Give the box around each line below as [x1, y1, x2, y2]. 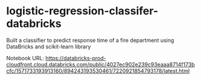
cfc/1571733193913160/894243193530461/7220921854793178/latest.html [6, 67, 190, 74]
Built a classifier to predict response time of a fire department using [6, 36, 174, 44]
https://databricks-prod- [45, 54, 107, 61]
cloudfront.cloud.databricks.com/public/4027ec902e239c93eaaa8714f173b [6, 61, 195, 68]
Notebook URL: [6, 54, 44, 61]
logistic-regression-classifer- [6, 4, 159, 18]
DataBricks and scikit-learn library [6, 43, 91, 50]
